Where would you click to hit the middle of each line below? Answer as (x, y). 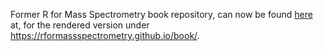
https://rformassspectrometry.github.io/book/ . (105, 35)
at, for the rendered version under (80, 25)
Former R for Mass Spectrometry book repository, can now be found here (161, 14)
